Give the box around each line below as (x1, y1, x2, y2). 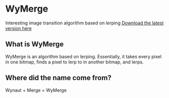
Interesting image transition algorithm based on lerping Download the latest (5, 20, 164, 26)
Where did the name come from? (5, 74, 112, 82)
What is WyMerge (5, 40, 64, 49)
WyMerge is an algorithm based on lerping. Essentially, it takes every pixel (5, 53, 162, 59)
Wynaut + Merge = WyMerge (5, 87, 67, 93)
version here (5, 25, 32, 31)
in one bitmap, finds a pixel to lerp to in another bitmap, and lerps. (5, 59, 144, 65)
